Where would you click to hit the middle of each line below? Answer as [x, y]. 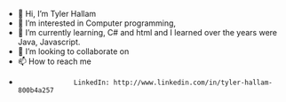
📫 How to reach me [54, 61]
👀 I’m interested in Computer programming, [96, 23]
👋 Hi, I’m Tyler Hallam [57, 14]
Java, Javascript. [49, 42]
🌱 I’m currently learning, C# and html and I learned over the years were [147, 32]
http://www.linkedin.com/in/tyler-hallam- [193, 82]
